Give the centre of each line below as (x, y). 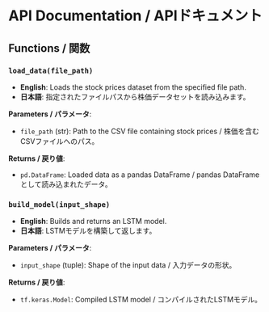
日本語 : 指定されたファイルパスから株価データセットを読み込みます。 (135, 96)
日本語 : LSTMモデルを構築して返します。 (88, 231)
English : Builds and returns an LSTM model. (93, 221)
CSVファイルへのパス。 (59, 141)
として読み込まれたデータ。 (66, 184)
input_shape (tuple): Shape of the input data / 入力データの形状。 (128, 265)
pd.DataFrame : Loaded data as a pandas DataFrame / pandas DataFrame (140, 175)
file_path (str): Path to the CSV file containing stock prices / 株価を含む (140, 131)
